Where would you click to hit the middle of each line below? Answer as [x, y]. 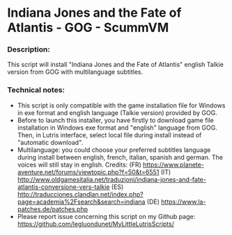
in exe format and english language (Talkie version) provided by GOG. [117, 112]
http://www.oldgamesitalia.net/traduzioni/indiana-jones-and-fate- [112, 179]
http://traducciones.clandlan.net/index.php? [80, 194]
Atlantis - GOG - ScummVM [88, 28]
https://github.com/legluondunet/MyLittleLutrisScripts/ [95, 224]
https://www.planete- [173, 165]
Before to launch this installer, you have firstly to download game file [116, 120]
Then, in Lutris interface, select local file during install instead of [109, 135]
